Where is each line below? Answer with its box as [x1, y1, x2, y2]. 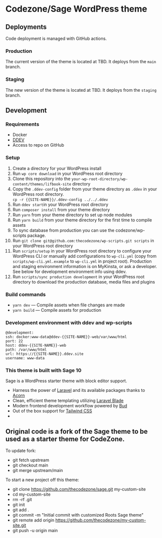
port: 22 [5, 339, 23, 344]
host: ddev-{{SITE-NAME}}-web [5, 343, 67, 348]
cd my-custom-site [12, 491, 51, 497]
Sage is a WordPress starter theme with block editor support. [5, 378, 127, 384]
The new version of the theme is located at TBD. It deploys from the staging [5, 87, 157, 93]
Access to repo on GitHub [12, 142, 64, 148]
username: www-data [5, 356, 45, 361]
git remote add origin [12, 517, 55, 523]
